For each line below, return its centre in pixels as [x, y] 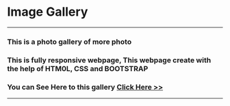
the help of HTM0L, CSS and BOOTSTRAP [78, 68]
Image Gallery [48, 12]
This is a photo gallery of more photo [69, 42]
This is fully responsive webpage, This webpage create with [109, 60]
